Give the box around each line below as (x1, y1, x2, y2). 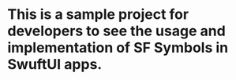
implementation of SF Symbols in (7, 39, 229, 56)
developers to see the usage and (7, 22, 226, 40)
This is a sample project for (7, 5, 189, 24)
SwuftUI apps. (7, 56, 103, 74)
